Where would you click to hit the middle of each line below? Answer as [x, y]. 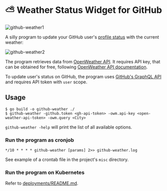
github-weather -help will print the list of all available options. [69, 127]
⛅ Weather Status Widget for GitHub [84, 10]
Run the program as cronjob [39, 140]
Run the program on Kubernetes [45, 172]
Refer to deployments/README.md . [42, 184]
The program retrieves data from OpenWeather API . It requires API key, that [83, 61]
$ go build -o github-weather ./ [40, 109]
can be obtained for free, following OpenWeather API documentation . [76, 67]
